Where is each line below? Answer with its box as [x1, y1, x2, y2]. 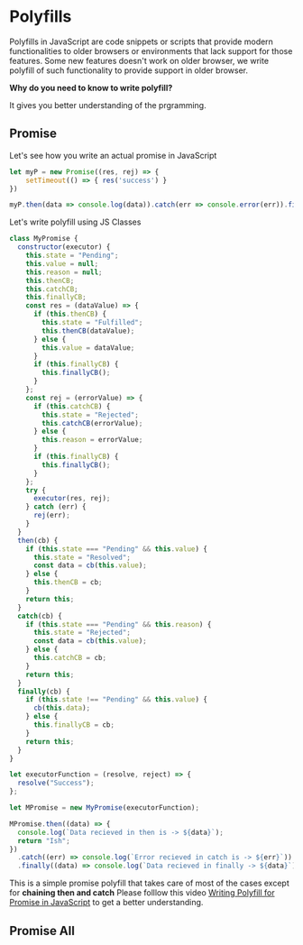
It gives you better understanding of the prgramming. [9, 99, 207, 110]
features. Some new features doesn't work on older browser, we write [9, 55, 269, 66]
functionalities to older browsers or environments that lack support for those [9, 45, 293, 56]
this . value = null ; [25, 259, 99, 268]
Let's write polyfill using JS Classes [9, 216, 142, 227]
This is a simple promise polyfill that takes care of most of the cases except [9, 877, 290, 889]
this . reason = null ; [25, 268, 103, 277]
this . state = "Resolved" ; [32, 553, 131, 562]
